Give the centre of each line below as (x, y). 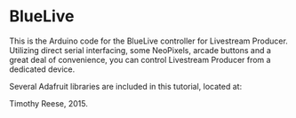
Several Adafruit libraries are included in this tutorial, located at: (126, 86)
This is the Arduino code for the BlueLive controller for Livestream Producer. (149, 41)
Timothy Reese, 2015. (49, 103)
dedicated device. (42, 69)
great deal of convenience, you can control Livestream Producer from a (140, 59)
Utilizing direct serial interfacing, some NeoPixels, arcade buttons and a (140, 50)
